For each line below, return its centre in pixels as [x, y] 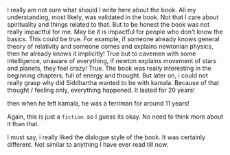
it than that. [23, 124]
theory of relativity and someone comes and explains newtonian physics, [111, 46]
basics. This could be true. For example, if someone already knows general [113, 39]
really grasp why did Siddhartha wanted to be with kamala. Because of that [113, 83]
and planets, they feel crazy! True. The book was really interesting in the [109, 68]
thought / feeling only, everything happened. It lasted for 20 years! [101, 90]
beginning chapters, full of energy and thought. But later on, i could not [107, 75]
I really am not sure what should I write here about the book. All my [102, 10]
